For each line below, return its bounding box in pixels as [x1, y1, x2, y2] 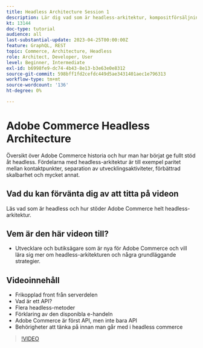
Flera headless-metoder [14, 304, 76, 312]
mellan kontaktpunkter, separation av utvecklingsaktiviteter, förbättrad [6, 165, 181, 172]
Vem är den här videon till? [6, 229, 109, 239]
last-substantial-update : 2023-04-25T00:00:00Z [6, 37, 129, 43]
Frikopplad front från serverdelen [14, 291, 98, 298]
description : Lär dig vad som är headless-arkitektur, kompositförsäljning [6, 15, 201, 21]
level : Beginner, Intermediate [6, 59, 85, 65]
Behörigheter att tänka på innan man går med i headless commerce [14, 323, 183, 330]
